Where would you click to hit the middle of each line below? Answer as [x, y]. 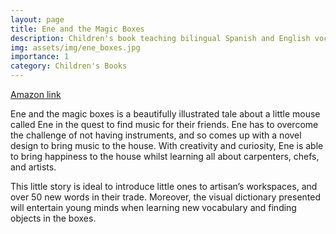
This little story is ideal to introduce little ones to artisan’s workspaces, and [164, 186]
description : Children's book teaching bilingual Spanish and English [160, 38]
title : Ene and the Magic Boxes [77, 29]
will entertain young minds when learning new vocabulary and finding [153, 207]
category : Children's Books [69, 66]
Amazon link [36, 94]
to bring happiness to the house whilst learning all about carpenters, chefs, [165, 156]
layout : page [37, 19]
